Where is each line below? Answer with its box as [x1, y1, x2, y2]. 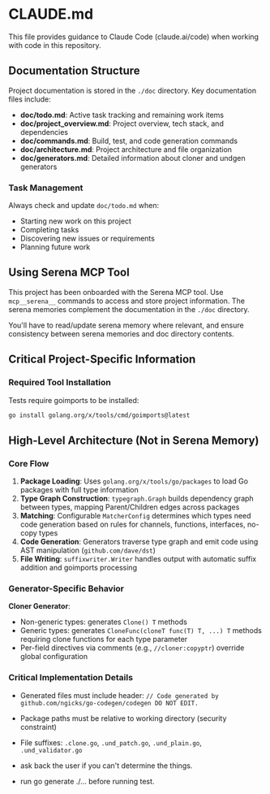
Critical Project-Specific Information [8, 353, 196, 367]
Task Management [8, 182, 84, 193]
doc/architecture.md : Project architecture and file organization [19, 144, 233, 154]
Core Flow [8, 458, 49, 469]
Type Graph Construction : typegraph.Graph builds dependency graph [19, 493, 254, 504]
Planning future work [19, 242, 91, 252]
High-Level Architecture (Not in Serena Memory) [8, 433, 259, 447]
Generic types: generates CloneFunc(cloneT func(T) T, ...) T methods [19, 626, 262, 636]
